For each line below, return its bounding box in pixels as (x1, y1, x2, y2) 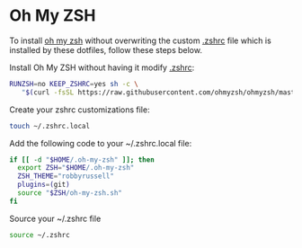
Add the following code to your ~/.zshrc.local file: (9, 137, 192, 148)
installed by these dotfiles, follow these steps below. (9, 44, 202, 55)
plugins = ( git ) (17, 181, 70, 190)
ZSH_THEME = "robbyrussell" (17, 172, 115, 181)
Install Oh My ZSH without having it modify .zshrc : (9, 62, 195, 73)
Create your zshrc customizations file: (9, 104, 150, 115)
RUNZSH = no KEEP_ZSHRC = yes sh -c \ (9, 79, 139, 88)
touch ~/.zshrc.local (9, 121, 91, 130)
